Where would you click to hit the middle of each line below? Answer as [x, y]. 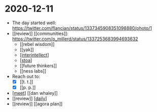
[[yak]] [27, 49]
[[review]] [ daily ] [29, 98]
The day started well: [34, 23]
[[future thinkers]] [38, 66]
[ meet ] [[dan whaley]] [35, 93]
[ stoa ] [26, 60]
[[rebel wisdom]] [37, 44]
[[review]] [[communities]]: [40, 33]
